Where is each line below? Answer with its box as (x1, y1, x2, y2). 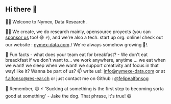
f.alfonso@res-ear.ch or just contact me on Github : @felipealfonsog (5, 75, 149, 82)
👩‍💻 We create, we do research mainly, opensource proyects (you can (5, 29, 151, 35)
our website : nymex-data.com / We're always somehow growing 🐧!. (5, 41, 149, 47)
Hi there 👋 (5, 5, 37, 14)
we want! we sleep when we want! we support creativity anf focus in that (5, 62, 159, 68)
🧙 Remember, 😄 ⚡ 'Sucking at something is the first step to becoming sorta (5, 85, 164, 92)
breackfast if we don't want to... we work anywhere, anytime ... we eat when (5, 57, 166, 63)
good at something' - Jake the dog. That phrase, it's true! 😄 (5, 93, 132, 99)
